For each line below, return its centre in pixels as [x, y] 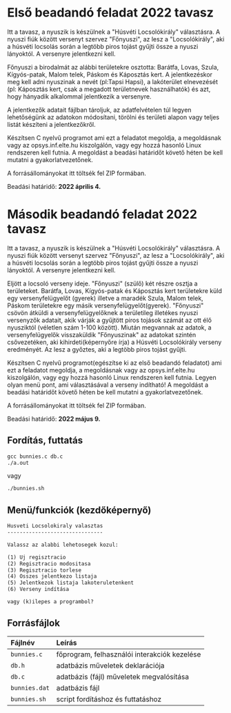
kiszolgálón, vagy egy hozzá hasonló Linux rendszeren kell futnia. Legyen [112, 377]
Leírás [67, 643]
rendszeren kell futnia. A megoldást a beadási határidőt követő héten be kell [115, 152]
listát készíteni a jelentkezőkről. [51, 124]
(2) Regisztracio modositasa [49, 563]
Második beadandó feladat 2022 [102, 214]
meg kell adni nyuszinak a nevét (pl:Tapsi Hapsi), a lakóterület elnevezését [113, 81]
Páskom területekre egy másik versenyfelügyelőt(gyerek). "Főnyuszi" [106, 305]
